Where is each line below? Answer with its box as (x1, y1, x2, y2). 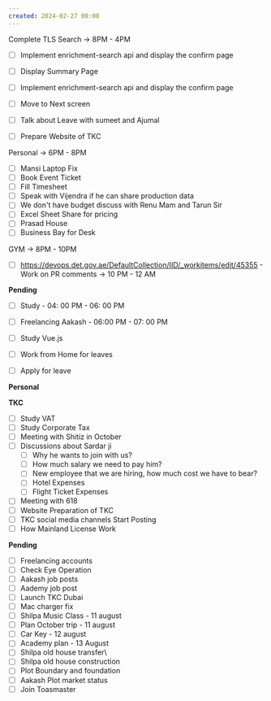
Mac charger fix (19, 602, 74, 611)
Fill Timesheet (19, 182, 67, 192)
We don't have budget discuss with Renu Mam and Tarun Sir (19, 200, 223, 210)
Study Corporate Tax (19, 422, 91, 432)
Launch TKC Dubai (19, 592, 84, 602)
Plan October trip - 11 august (19, 620, 116, 630)
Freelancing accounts (19, 555, 93, 565)
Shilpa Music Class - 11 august (19, 611, 122, 620)
